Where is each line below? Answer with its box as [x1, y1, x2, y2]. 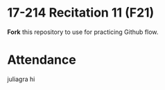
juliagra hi [7, 75, 35, 83]
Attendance [7, 52, 76, 68]
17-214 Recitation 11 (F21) [7, 5, 155, 21]
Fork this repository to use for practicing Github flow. [7, 28, 159, 36]
